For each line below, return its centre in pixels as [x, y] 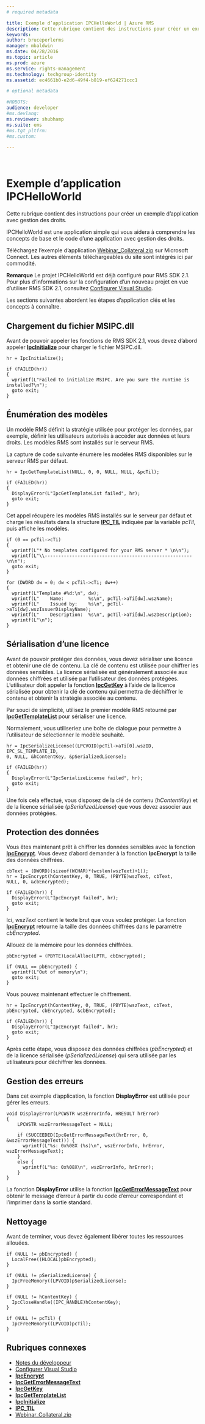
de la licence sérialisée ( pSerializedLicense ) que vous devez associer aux [99, 806]
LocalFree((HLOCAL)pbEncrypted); [54, 1260]
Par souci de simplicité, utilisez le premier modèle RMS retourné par [92, 710]
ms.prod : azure [26, 63]
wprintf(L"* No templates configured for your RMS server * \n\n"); [101, 550]
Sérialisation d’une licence [58, 644]
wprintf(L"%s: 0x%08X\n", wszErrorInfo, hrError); [88, 1167]
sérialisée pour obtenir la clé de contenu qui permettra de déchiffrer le [95, 691]
